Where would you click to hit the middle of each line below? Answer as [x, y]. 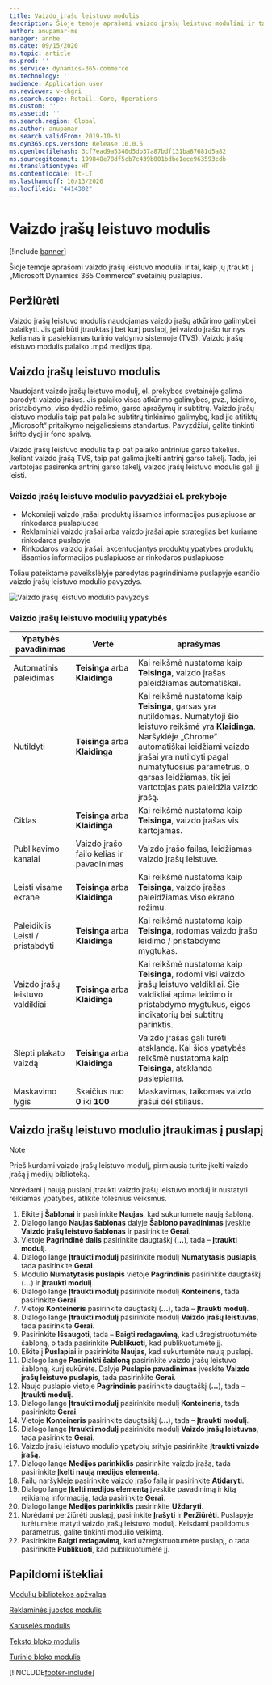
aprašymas [199, 644]
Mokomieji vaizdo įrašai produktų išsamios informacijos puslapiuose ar [138, 514]
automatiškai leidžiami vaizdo [193, 747]
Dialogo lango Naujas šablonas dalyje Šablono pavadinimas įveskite [136, 1222]
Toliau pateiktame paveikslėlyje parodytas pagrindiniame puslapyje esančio [135, 573]
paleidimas [34, 678]
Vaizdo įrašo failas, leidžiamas [195, 849]
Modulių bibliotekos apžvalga [58, 1594]
